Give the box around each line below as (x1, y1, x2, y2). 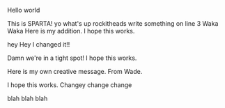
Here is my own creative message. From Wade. (7, 68, 143, 75)
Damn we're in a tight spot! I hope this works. (7, 54, 137, 62)
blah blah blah (7, 94, 48, 102)
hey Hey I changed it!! (7, 40, 70, 48)
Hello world (7, 6, 40, 14)
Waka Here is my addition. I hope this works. (7, 27, 135, 35)
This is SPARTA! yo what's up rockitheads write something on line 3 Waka (7, 20, 219, 27)
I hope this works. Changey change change (7, 81, 132, 89)
